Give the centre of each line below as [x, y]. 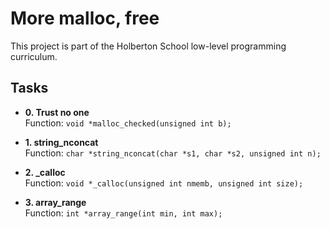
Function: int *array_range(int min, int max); [123, 213]
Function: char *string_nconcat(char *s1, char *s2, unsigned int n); [173, 153]
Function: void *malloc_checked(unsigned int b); [128, 123]
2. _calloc [45, 172]
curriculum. [34, 56]
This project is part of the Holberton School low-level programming [148, 46]
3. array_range [55, 202]
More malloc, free [85, 18]
